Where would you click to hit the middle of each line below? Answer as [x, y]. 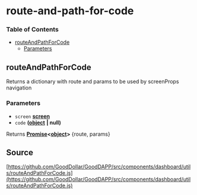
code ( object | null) [38, 122]
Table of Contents [33, 30]
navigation [19, 88]
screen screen [32, 116]
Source [20, 152]
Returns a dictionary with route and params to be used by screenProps [93, 82]
